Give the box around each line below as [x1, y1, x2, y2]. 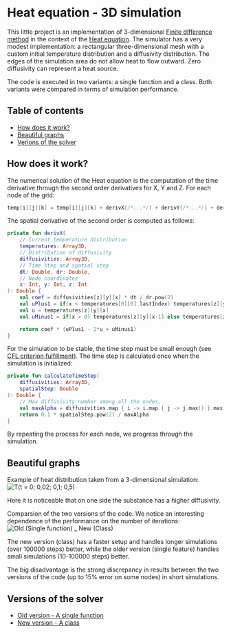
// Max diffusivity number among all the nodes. [19, 398, 162, 405]
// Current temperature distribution [19, 237, 128, 243]
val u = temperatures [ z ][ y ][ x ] [19, 307, 109, 314]
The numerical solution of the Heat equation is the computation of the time [7, 176, 219, 184]
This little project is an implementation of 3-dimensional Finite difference [7, 28, 212, 36]
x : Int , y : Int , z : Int [19, 281, 88, 288]
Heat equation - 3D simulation [7, 5, 182, 21]
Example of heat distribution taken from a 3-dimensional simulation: [7, 476, 199, 484]
